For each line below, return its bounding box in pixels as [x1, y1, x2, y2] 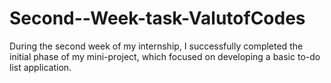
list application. [9, 61, 72, 73]
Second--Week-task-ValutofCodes [9, 7, 306, 30]
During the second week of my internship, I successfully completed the [9, 40, 304, 52]
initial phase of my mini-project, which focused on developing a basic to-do [9, 50, 321, 62]
